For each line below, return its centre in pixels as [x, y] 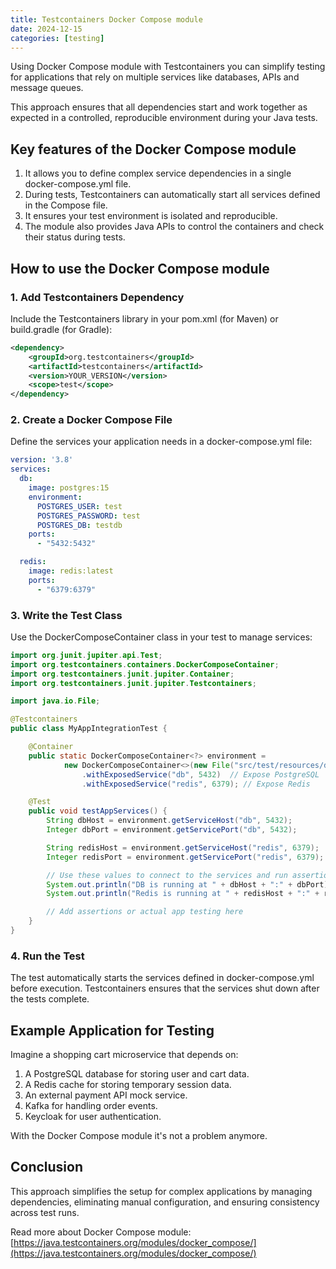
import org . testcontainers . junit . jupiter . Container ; [122, 674]
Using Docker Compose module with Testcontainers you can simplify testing [168, 67]
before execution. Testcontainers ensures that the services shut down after [165, 988]
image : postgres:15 [69, 488]
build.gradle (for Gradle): [61, 329]
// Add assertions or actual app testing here [145, 912]
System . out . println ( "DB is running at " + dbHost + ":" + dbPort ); [189, 884]
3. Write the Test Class [66, 615]
